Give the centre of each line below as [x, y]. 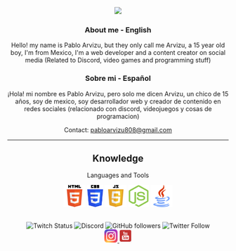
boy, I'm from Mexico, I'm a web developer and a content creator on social [118, 53]
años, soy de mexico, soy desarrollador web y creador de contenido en [118, 101]
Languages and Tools [118, 175]
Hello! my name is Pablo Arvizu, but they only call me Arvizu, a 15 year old [118, 45]
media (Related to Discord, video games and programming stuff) [118, 60]
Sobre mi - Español [118, 79]
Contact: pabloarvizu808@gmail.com [118, 129]
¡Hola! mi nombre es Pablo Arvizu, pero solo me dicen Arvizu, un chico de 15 [118, 94]
